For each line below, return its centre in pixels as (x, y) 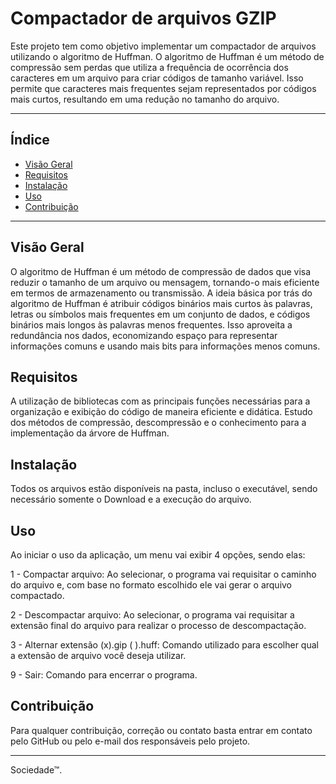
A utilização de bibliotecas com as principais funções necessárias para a (160, 401)
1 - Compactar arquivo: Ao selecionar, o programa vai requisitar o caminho (163, 574)
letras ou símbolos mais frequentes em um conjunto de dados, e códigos (160, 314)
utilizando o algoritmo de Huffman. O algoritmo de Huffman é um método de (167, 56)
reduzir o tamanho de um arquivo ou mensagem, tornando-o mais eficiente (165, 282)
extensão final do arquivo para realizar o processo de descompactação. (158, 625)
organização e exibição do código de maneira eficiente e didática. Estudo (161, 412)
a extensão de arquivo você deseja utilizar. (98, 655)
